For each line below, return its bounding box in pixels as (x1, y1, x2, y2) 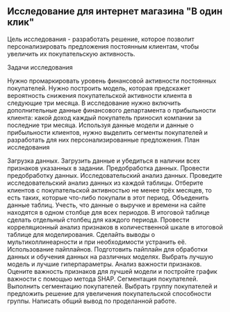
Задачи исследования (7, 63, 73, 72)
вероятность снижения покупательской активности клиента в (7, 91, 192, 99)
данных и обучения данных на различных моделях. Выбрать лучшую (7, 252, 213, 261)
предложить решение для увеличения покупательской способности (7, 289, 212, 297)
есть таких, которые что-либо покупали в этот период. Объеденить (7, 193, 209, 202)
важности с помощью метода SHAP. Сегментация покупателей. (7, 274, 198, 283)
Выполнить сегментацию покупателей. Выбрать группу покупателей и (7, 281, 217, 290)
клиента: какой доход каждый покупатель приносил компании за (7, 113, 202, 122)
